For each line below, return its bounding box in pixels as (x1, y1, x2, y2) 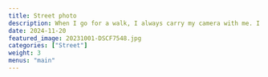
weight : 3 (8, 49, 42, 57)
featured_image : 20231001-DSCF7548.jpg (8, 34, 142, 43)
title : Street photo (8, 11, 78, 20)
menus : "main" (8, 57, 56, 65)
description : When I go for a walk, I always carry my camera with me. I (8, 19, 261, 27)
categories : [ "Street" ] (8, 42, 88, 50)
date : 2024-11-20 (8, 26, 67, 34)
